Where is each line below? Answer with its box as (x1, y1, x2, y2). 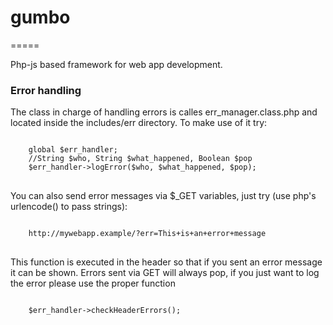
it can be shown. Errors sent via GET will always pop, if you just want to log (10, 267, 320, 279)
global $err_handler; (28, 145, 118, 155)
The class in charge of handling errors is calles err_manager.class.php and (10, 106, 318, 118)
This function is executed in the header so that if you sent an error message (10, 256, 323, 268)
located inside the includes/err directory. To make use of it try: (10, 117, 268, 129)
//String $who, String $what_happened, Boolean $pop (28, 154, 253, 164)
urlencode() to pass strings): (10, 201, 128, 213)
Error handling (10, 83, 82, 97)
